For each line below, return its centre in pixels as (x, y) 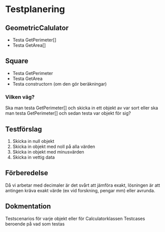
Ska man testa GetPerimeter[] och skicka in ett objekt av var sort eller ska (82, 108)
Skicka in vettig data (34, 157)
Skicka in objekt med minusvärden (48, 151)
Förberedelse (27, 173)
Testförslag (23, 129)
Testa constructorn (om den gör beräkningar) (60, 84)
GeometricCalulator (37, 28)
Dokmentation (28, 207)
